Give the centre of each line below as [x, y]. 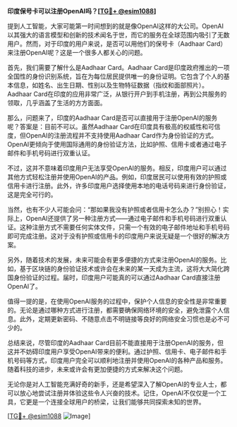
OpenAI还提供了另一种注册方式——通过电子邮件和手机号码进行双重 [123, 218]
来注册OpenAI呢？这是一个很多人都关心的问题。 [77, 53]
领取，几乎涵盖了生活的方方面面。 [57, 103]
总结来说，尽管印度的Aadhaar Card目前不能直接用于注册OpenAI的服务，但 [116, 343]
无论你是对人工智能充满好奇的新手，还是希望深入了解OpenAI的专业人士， [114, 384]
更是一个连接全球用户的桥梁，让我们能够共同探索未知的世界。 [115, 402]
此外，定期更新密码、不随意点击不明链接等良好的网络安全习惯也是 [115, 319]
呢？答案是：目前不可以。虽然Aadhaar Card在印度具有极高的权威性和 [108, 127]
